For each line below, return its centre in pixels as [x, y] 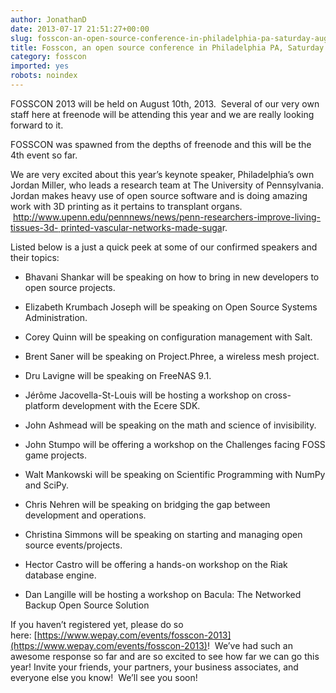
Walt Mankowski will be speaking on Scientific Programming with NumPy [175, 474]
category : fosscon [48, 57]
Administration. [56, 317]
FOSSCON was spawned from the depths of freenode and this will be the [161, 144]
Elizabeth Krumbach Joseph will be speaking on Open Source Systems [171, 307]
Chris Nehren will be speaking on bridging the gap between [147, 504]
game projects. [56, 455]
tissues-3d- [34, 227]
